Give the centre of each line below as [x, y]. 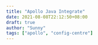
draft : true [21, 22]
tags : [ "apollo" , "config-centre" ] [50, 33]
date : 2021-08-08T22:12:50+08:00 [47, 17]
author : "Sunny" [26, 28]
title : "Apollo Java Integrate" [45, 11]
